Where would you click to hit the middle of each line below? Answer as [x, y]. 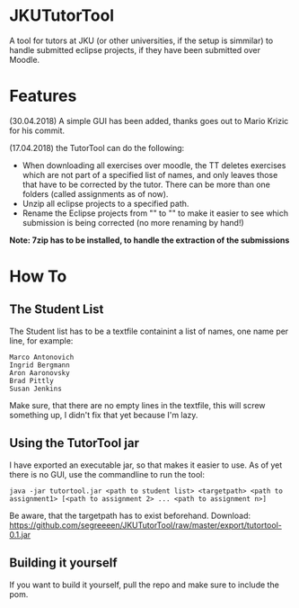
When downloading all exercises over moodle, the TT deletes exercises [154, 165]
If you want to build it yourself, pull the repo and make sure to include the [145, 585]
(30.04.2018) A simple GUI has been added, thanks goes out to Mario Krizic [149, 121]
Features [43, 96]
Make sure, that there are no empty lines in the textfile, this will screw [138, 405]
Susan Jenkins [36, 389]
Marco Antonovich [42, 357]
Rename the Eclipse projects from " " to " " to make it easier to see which [155, 213]
